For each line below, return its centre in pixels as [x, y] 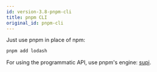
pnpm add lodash [27, 51]
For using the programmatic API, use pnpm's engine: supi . [79, 62]
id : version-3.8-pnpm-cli [39, 12]
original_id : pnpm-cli [35, 23]
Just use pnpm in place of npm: [46, 40]
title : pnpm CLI [27, 17]
